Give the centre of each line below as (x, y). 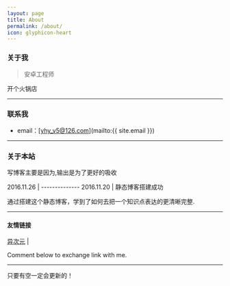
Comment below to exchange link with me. (67, 255)
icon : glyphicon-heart (39, 32)
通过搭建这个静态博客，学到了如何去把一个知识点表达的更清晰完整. (101, 202)
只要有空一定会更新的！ (40, 276)
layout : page (26, 13)
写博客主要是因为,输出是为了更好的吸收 (62, 172)
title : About (26, 20)
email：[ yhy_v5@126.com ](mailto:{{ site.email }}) (86, 130)
